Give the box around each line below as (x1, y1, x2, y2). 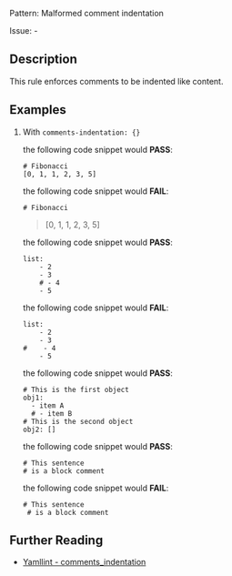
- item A (31, 400, 65, 410)
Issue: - (9, 25, 38, 35)
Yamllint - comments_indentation (22, 557, 146, 568)
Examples (9, 102, 66, 117)
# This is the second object (22, 417, 134, 426)
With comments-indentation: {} (22, 126, 141, 137)
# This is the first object (22, 385, 129, 394)
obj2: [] (22, 425, 56, 434)
